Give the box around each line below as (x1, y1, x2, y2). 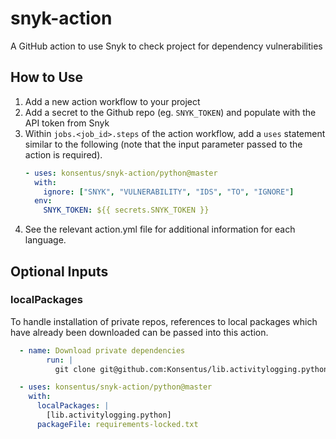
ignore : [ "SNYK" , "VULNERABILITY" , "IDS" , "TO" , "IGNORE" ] (43, 187, 295, 197)
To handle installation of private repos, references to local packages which (10, 315, 318, 327)
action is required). (24, 148, 103, 161)
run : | (46, 355, 74, 365)
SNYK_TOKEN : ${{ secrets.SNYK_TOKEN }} (43, 205, 210, 216)
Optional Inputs (10, 263, 109, 280)
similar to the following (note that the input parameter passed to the (24, 138, 303, 150)
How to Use (10, 69, 84, 86)
